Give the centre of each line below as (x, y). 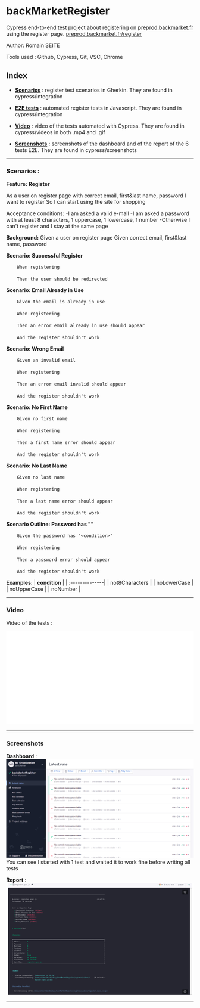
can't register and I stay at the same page (57, 226)
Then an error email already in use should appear (81, 326)
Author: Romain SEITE (33, 45)
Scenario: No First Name (37, 407)
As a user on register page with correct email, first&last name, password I (96, 196)
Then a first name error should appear (66, 443)
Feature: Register (28, 184)
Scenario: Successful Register (45, 256)
